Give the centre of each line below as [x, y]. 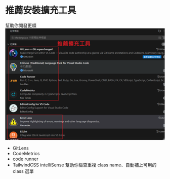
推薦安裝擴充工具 [41, 10]
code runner [26, 159]
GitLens [20, 148]
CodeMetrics [26, 154]
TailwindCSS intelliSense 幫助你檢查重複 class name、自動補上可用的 [84, 165]
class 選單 [23, 171]
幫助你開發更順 [21, 25]
